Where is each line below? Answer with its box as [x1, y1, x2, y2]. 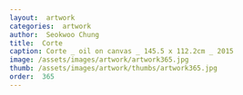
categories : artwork [9, 22, 92, 31]
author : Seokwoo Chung [9, 30, 100, 39]
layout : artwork [9, 13, 76, 23]
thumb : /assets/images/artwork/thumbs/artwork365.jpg [9, 64, 218, 73]
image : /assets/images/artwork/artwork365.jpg [9, 55, 189, 64]
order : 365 [9, 72, 55, 81]
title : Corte [9, 38, 64, 48]
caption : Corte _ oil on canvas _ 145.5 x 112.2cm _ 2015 [9, 47, 234, 56]
